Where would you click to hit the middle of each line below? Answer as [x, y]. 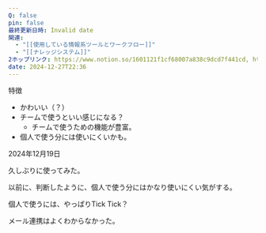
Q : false [23, 15]
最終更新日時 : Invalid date [51, 30]
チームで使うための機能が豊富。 [84, 126]
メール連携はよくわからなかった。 [64, 220]
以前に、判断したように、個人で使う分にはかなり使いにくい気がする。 [122, 187]
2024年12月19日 [34, 153]
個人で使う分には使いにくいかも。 [75, 137]
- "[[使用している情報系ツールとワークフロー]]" [85, 45]
